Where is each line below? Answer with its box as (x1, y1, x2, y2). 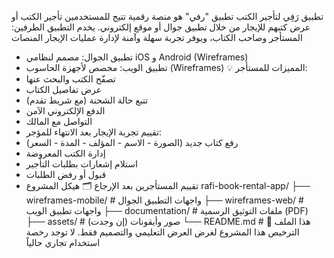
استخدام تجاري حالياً (25, 237, 101, 248)
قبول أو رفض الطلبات (25, 169, 107, 180)
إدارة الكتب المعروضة (25, 147, 106, 159)
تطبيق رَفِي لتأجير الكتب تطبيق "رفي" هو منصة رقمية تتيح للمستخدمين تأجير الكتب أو (11, 11, 324, 22)
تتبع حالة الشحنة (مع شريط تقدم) (25, 94, 149, 106)
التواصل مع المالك (25, 116, 93, 127)
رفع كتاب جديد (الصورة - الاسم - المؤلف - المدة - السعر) (25, 137, 239, 148)
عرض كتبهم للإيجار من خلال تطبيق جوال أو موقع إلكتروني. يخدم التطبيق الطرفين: (11, 21, 311, 33)
